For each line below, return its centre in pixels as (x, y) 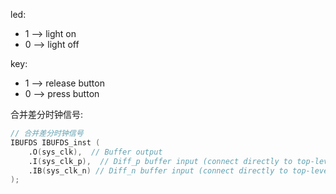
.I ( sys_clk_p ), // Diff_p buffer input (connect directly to (160, 161)
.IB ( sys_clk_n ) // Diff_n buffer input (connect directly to (158, 170)
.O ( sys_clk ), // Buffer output (95, 152)
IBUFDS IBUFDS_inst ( (55, 142)
